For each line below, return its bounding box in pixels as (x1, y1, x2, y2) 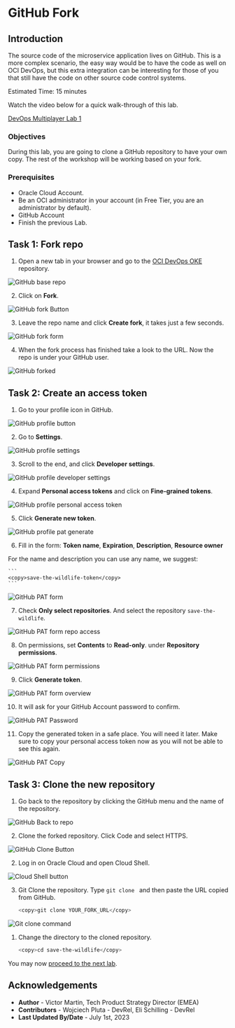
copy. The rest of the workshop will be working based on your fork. (8, 155, 202, 164)
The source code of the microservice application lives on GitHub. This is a (8, 51, 221, 59)
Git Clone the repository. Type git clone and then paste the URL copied (17, 886, 229, 894)
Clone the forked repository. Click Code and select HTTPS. (17, 831, 188, 840)
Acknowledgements (8, 980, 98, 992)
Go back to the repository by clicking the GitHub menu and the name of (17, 797, 225, 805)
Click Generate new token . (17, 514, 97, 523)
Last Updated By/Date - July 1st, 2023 (17, 1013, 130, 1021)
